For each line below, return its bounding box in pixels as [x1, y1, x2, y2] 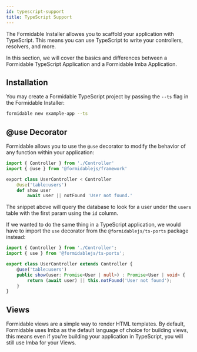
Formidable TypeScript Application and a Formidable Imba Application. [6, 60, 178, 68]
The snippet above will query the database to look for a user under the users [6, 204, 192, 211]
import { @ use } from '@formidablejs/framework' [6, 165, 128, 171]
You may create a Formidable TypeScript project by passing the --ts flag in [6, 93, 189, 100]
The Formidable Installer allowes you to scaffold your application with [6, 30, 175, 37]
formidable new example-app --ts [6, 111, 88, 117]
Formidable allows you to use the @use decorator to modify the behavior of [6, 142, 186, 150]
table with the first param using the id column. [6, 210, 119, 217]
